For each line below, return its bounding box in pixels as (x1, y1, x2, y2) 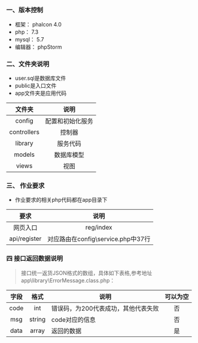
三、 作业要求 (6, 181, 45, 190)
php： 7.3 (14, 28, 39, 35)
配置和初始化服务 (45, 117, 94, 126)
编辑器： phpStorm (14, 43, 62, 50)
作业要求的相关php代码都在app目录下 (14, 196, 108, 204)
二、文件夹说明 (6, 59, 50, 68)
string (29, 315, 46, 323)
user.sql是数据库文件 (14, 74, 66, 82)
